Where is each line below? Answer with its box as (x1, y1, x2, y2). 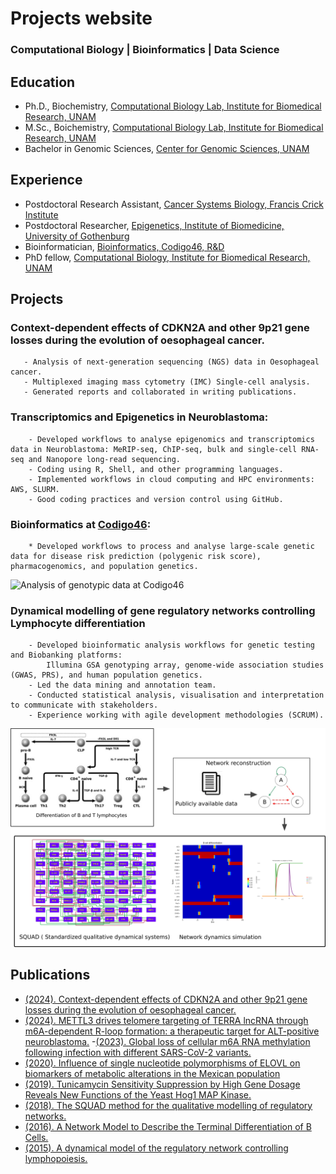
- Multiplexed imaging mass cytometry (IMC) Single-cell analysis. (23, 377, 311, 387)
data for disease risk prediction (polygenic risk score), (10, 552, 262, 562)
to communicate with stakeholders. (10, 700, 159, 711)
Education (10, 73, 76, 91)
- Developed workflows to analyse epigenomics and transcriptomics (28, 434, 315, 444)
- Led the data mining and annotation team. (28, 680, 217, 691)
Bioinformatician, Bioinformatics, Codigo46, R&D (24, 240, 225, 252)
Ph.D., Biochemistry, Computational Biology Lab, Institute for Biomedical (24, 100, 322, 112)
